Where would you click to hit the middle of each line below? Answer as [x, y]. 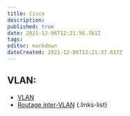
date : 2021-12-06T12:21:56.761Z [54, 33]
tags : [15, 40]
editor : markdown [32, 46]
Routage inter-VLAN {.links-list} [62, 104]
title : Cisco [26, 14]
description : [26, 20]
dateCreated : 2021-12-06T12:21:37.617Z [65, 53]
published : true [31, 26]
